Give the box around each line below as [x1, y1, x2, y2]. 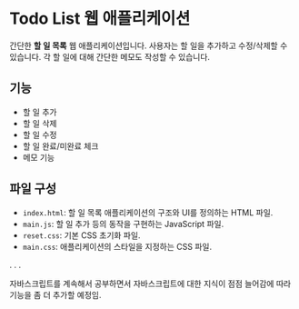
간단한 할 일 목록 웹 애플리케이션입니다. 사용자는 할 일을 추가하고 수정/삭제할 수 [9, 40, 288, 51]
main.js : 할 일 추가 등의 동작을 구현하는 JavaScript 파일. [22, 218, 224, 229]
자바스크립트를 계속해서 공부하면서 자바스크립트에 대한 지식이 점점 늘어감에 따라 [9, 278, 292, 289]
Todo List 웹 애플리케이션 [9, 8, 191, 29]
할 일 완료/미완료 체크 [22, 140, 99, 151]
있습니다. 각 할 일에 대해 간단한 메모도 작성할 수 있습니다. [9, 51, 211, 62]
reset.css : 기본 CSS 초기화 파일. [22, 229, 141, 241]
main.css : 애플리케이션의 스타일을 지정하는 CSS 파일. [22, 241, 212, 252]
